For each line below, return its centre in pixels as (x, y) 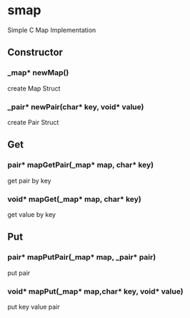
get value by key (31, 214)
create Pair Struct (33, 122)
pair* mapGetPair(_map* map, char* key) (81, 165)
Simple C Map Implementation (52, 30)
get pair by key (29, 180)
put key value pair (34, 307)
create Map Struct (34, 88)
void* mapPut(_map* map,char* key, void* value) (95, 291)
